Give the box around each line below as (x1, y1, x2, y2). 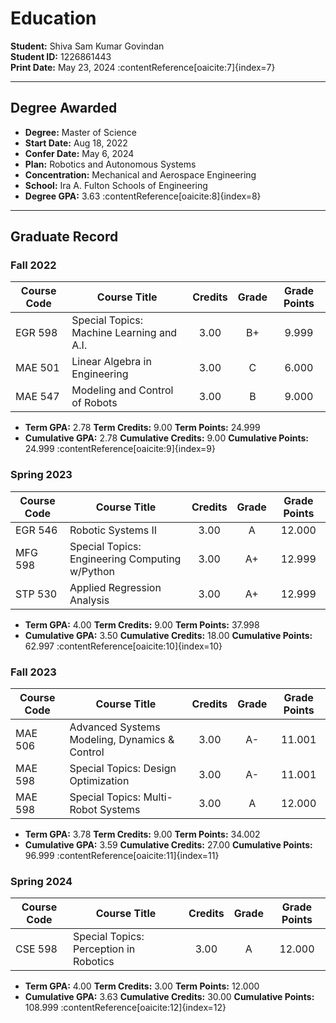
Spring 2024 (10, 874, 73, 888)
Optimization (69, 774, 130, 788)
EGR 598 (15, 326, 58, 340)
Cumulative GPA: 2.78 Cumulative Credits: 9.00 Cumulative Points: (24, 432, 309, 444)
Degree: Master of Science (24, 126, 137, 138)
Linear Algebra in (71, 355, 152, 369)
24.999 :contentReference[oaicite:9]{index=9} (24, 443, 216, 455)
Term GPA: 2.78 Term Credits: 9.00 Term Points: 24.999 (24, 422, 261, 434)
